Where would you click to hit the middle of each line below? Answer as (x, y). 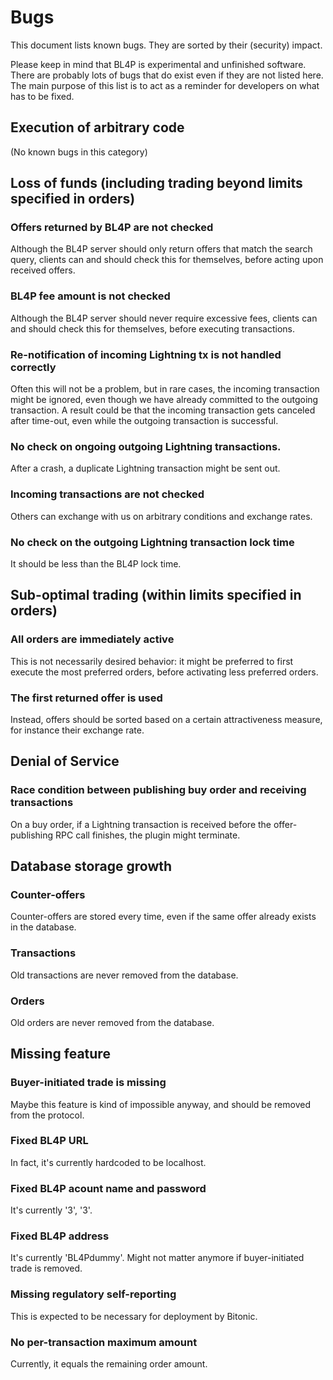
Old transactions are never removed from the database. (124, 975)
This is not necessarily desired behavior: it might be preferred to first (152, 661)
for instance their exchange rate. (77, 730)
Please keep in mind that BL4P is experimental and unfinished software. (158, 64)
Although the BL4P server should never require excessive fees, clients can (164, 318)
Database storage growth (91, 866)
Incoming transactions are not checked (107, 494)
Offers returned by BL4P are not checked (112, 228)
